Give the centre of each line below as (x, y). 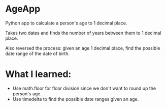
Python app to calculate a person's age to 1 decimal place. (66, 23)
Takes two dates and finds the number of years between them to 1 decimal (83, 33)
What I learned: (38, 74)
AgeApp (23, 9)
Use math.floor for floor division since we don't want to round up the (84, 88)
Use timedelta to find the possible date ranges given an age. (76, 99)
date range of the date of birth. (38, 53)
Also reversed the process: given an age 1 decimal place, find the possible (83, 48)
